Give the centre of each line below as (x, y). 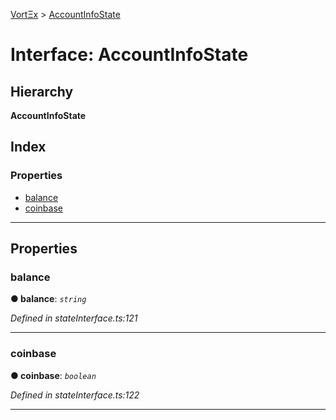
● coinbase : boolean (53, 375)
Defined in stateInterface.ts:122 (75, 395)
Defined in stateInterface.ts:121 (74, 318)
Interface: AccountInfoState (129, 55)
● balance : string (48, 299)
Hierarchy (42, 91)
